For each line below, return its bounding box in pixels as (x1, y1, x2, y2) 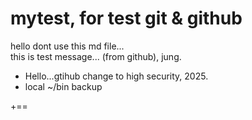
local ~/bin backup (24, 80, 103, 92)
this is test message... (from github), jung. (10, 50, 182, 62)
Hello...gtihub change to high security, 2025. (24, 70, 209, 82)
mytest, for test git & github (10, 7, 243, 30)
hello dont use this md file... (10, 40, 125, 52)
